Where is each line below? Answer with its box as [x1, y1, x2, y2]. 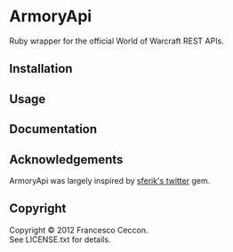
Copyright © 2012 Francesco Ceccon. [9, 224, 149, 235]
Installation [9, 61, 73, 76]
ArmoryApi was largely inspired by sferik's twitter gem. [9, 175, 211, 185]
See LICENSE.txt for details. [9, 233, 111, 245]
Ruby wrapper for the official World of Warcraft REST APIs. [9, 35, 224, 46]
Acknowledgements [9, 152, 124, 167]
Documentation [9, 122, 98, 137]
